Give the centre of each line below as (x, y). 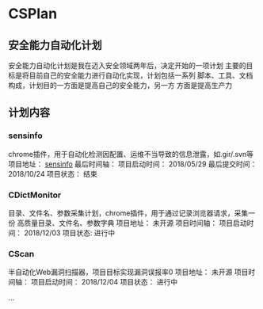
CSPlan (33, 14)
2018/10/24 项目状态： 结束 (53, 174)
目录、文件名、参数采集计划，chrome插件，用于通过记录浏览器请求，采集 (128, 213)
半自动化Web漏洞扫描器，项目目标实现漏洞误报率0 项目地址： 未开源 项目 (128, 272)
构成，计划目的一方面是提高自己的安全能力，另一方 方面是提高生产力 (120, 85)
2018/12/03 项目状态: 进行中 (69, 233)
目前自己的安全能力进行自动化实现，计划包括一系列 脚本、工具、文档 (141, 75)
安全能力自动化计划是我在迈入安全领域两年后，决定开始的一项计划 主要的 (127, 65)
